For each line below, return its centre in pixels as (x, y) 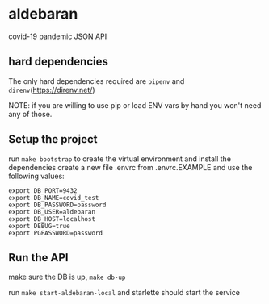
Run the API (38, 258)
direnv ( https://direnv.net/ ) (52, 90)
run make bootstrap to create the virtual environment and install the (120, 159)
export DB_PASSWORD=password (57, 205)
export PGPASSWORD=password (56, 233)
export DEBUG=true (39, 226)
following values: (36, 176)
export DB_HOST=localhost (52, 219)
